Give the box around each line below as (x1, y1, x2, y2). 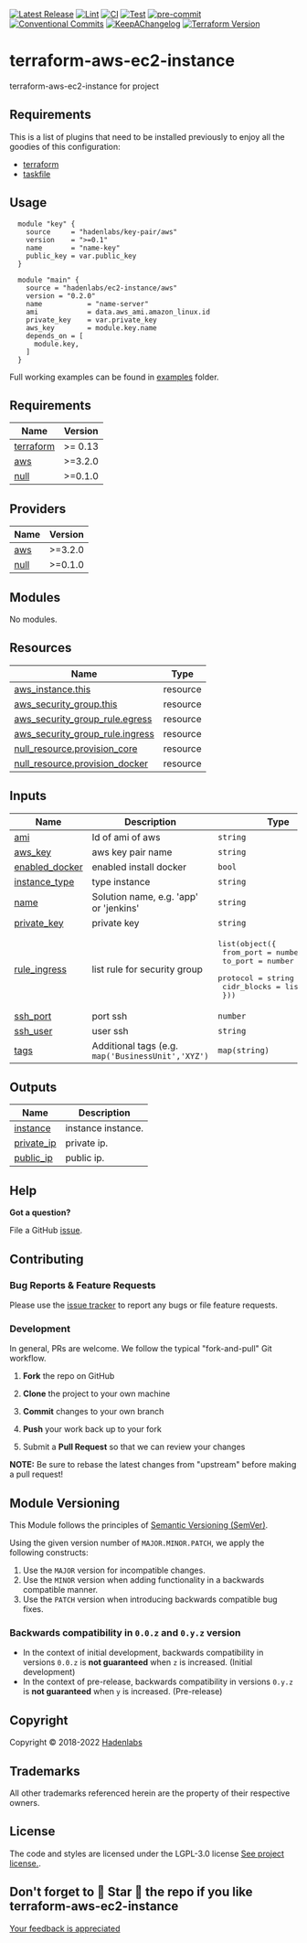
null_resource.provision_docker (14, 757, 149, 770)
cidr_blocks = (222, 981, 281, 991)
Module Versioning (9, 1495, 121, 1511)
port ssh (91, 1009, 128, 1022)
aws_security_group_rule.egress (14, 712, 153, 725)
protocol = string (217, 973, 294, 983)
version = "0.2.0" (26, 291, 96, 301)
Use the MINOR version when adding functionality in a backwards (22, 1575, 265, 1585)
